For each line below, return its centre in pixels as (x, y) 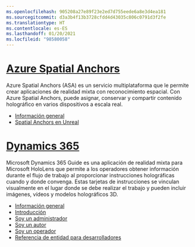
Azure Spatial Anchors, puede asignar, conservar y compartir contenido (94, 98)
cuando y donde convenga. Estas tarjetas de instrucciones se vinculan (93, 182)
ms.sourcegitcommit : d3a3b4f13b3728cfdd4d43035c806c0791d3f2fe (86, 17)
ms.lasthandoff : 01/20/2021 (41, 34)
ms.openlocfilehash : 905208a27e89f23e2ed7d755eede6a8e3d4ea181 (86, 12)
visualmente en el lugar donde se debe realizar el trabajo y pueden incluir (96, 187)
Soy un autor (30, 224)
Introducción (30, 212)
